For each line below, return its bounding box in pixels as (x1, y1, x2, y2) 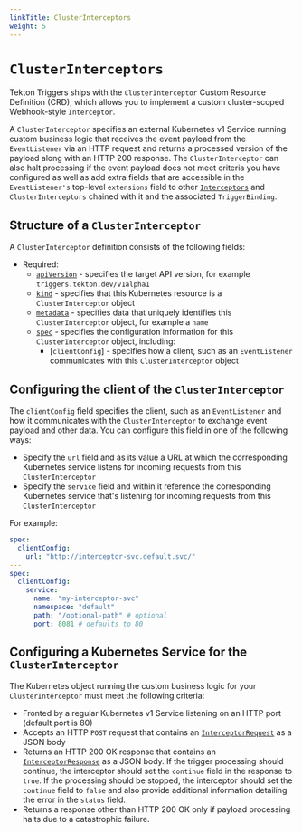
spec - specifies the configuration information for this (35, 327, 233, 338)
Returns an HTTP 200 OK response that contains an (22, 746, 217, 757)
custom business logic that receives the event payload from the (9, 133, 247, 145)
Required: (22, 259, 59, 270)
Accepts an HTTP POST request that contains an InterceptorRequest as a (22, 726, 292, 738)
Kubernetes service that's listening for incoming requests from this (22, 491, 271, 502)
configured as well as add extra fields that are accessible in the (9, 172, 245, 183)
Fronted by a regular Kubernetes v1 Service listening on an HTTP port (22, 707, 282, 718)
